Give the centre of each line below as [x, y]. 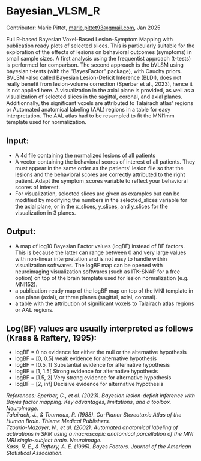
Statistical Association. [34, 453]
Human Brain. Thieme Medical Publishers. [58, 421]
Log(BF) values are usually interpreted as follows [100, 328]
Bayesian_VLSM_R [53, 11]
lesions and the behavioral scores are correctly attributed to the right [100, 174]
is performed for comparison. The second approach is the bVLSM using [95, 65]
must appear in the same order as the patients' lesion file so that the [99, 168]
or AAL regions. [34, 309]
